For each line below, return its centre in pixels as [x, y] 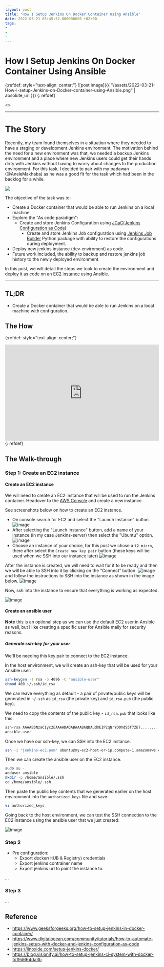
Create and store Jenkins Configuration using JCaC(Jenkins [80, 222]
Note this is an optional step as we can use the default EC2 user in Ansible [80, 622]
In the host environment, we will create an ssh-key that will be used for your [81, 665]
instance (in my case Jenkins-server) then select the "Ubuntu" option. [83, 535]
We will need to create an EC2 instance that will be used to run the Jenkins [80, 495]
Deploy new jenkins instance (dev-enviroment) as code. [68, 249]
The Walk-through [33, 459]
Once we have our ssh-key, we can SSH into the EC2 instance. [68, 741]
